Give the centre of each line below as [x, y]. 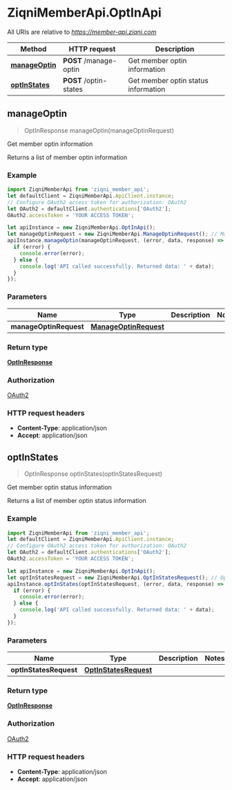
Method [33, 48]
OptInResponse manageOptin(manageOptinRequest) [99, 130]
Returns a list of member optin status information [77, 501]
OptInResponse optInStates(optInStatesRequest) [93, 474]
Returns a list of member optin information [67, 157]
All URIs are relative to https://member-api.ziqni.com [82, 32]
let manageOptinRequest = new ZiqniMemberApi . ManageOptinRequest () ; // [112, 234]
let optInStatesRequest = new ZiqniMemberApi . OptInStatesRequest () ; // [112, 578]
